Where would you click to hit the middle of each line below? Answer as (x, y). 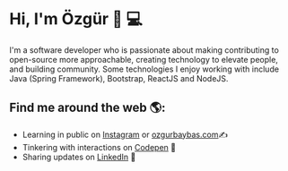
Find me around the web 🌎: (87, 108)
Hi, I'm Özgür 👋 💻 (76, 19)
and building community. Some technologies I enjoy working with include (144, 69)
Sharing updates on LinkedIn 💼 (79, 157)
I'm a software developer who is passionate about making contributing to (144, 50)
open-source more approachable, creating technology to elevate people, (144, 59)
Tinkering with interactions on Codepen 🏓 (99, 147)
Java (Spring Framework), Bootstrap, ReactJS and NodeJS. (119, 78)
